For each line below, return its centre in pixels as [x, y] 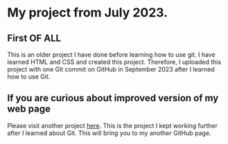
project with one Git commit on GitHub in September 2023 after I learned [111, 69]
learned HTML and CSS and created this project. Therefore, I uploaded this [114, 62]
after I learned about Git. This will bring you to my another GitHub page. [109, 133]
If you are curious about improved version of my [113, 98]
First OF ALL [34, 38]
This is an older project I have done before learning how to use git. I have [112, 54]
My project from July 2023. [88, 13]
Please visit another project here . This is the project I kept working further [113, 125]
